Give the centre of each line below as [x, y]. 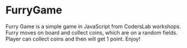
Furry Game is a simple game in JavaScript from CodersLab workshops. [93, 26]
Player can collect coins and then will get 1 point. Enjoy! [73, 39]
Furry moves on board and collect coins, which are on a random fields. [92, 32]
